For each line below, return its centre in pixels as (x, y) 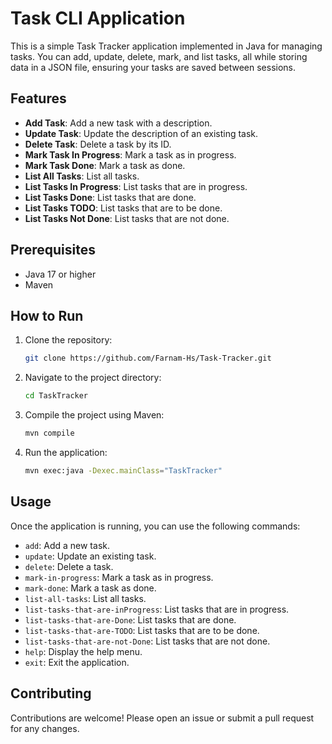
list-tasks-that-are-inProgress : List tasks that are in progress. (157, 609)
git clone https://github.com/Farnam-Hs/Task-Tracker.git (148, 358)
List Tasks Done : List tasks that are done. (110, 197)
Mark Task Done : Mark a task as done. (105, 165)
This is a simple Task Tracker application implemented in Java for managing (166, 46)
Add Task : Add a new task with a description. (118, 123)
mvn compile (49, 433)
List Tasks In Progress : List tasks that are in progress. (136, 186)
